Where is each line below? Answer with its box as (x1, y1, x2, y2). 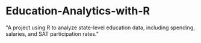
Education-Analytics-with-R (5, 4, 150, 18)
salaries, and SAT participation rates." (5, 30, 99, 37)
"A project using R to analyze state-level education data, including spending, (5, 24, 195, 31)
